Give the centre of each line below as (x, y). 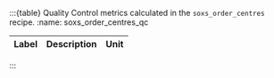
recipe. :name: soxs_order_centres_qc (79, 22)
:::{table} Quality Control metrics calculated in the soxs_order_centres (137, 13)
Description (71, 44)
